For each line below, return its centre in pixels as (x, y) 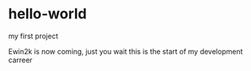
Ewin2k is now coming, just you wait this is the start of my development (125, 51)
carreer (21, 60)
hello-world (48, 14)
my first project (33, 36)
